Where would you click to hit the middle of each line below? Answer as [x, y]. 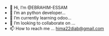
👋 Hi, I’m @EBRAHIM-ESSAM [39, 8]
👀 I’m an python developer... [38, 13]
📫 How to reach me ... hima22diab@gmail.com [57, 28]
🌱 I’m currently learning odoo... [40, 18]
